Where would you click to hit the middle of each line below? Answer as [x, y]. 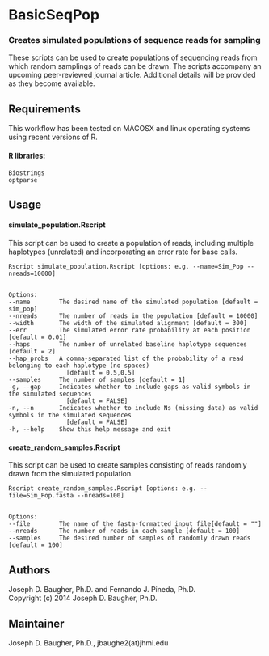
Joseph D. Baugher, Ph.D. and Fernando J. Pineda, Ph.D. [102, 590]
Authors [29, 570]
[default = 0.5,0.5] [101, 373]
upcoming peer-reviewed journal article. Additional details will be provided [132, 75]
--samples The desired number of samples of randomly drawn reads [130, 538]
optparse [23, 180]
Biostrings [27, 173]
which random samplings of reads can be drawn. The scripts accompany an [135, 66]
